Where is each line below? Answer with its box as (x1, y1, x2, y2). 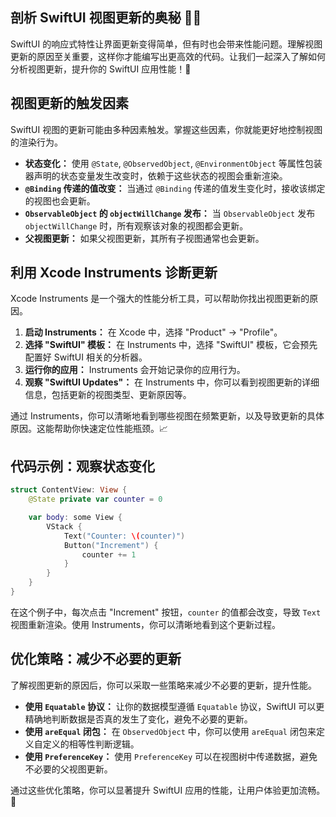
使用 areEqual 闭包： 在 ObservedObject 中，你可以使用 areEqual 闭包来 (24, 725, 317, 737)
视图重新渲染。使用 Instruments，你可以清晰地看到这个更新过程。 (10, 618, 282, 630)
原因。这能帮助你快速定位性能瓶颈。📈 (10, 423, 169, 435)
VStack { (46, 521, 83, 532)
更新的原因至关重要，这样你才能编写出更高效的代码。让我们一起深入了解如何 (10, 50, 326, 62)
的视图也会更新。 (24, 194, 96, 207)
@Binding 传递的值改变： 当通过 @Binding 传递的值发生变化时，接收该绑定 (24, 182, 326, 194)
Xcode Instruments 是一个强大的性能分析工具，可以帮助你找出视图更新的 (10, 293, 310, 305)
